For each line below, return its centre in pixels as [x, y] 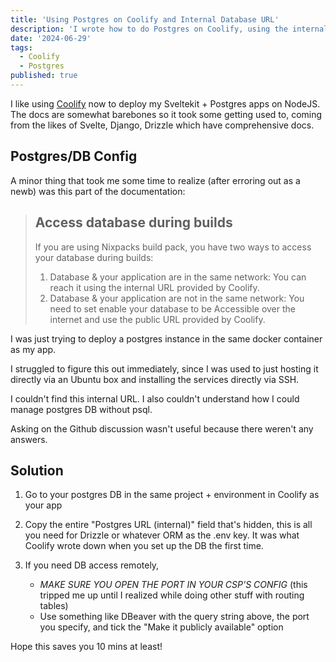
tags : [21, 47]
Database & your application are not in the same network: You [177, 298]
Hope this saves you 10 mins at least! [86, 647]
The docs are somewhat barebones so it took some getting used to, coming [166, 114]
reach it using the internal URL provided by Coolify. [154, 287]
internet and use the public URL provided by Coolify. [157, 319]
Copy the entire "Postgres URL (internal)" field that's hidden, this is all [168, 525]
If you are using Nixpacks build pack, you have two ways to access [173, 247]
